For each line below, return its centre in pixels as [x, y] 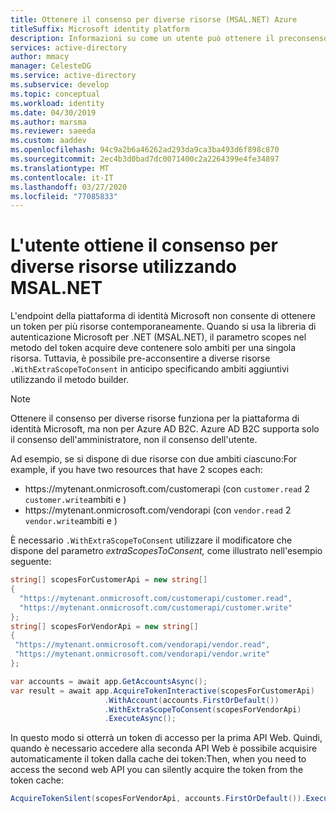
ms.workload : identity [57, 103]
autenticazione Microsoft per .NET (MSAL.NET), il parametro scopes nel [158, 337]
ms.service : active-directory [73, 76]
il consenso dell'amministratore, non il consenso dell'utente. [134, 440]
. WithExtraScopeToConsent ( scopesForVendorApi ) [203, 709]
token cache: [37, 780]
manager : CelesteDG [51, 66]
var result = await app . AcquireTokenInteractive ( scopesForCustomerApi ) [162, 691]
